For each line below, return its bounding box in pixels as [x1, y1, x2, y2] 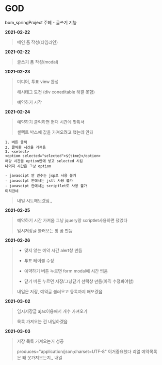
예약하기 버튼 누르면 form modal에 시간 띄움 [24, 268, 108, 274]
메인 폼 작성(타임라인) [16, 39, 58, 45]
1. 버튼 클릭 [5, 140, 28, 144]
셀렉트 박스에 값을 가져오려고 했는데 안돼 [16, 129, 94, 135]
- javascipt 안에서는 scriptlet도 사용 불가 [5, 183, 87, 188]
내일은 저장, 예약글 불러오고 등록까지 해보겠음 [16, 288, 103, 294]
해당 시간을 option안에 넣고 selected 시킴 [5, 159, 83, 163]
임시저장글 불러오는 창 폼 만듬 [16, 227, 73, 233]
